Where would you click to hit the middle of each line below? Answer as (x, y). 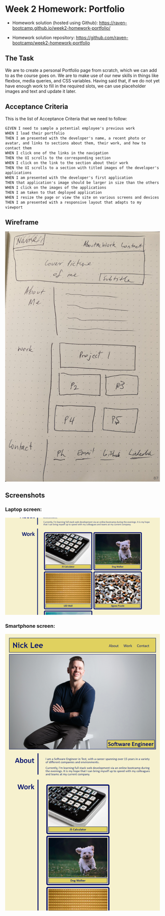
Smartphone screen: (30, 626)
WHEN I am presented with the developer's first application (69, 178)
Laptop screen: (24, 509)
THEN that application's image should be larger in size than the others (82, 183)
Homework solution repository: (43, 38)
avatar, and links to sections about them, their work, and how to (76, 143)
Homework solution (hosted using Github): (55, 23)
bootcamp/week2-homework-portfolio (51, 42)
